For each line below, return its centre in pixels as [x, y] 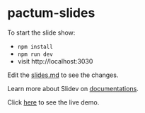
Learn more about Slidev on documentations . [73, 88]
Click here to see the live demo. [53, 102]
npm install [35, 47]
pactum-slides [51, 13]
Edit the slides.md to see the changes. [63, 75]
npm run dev [35, 54]
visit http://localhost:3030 [55, 61]
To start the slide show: [41, 32]
